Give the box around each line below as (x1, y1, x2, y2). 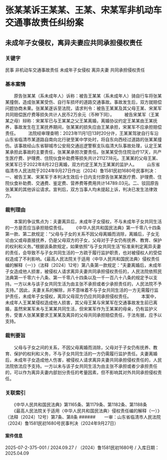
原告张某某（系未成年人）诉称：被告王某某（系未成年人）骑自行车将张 (13, 93, 158, 99)
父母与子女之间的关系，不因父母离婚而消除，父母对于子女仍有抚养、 (13, 344, 153, 350)
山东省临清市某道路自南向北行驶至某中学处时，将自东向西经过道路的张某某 (5, 137, 158, 143)
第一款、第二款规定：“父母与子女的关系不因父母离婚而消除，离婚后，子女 (5, 231, 156, 237)
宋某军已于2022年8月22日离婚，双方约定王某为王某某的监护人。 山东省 (5, 162, 161, 168)
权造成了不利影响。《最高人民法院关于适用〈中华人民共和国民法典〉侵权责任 (5, 256, 160, 262)
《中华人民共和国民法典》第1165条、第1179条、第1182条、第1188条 (13, 402, 148, 408)
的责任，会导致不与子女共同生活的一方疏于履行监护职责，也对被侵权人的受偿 (5, 250, 162, 256)
